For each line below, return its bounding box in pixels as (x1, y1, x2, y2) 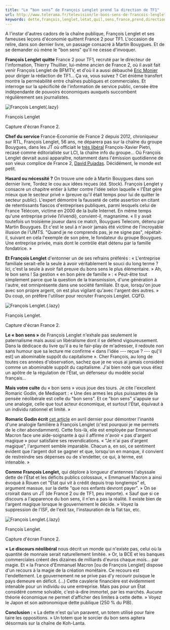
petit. (5, 165, 16, 172)
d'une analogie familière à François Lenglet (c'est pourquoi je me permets (5, 422, 159, 428)
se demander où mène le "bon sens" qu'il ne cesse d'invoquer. (5, 47, 137, 53)
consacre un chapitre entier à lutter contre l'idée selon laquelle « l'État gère (5, 186, 162, 192)
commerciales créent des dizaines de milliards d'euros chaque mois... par (5, 557, 159, 563)
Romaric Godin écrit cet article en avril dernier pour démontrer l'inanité (5, 416, 154, 423)
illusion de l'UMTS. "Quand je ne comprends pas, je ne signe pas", (5, 229, 144, 235)
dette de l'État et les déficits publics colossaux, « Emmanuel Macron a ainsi (5, 474, 162, 481)
